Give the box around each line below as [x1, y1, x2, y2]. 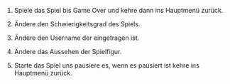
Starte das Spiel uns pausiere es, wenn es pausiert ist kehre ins [13, 61, 200, 70]
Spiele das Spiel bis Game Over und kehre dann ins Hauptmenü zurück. [13, 6, 224, 14]
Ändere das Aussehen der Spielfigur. [13, 48, 122, 56]
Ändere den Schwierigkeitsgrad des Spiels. [13, 20, 141, 28]
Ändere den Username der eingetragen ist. [13, 33, 140, 42]
